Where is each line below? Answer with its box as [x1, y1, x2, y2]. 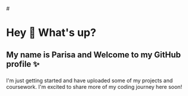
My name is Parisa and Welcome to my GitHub [6, 49, 181, 60]
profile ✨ [6, 59, 40, 69]
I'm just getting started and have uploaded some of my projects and [6, 77, 173, 84]
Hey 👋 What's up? [6, 26, 97, 39]
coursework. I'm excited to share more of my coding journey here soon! [6, 83, 183, 90]
